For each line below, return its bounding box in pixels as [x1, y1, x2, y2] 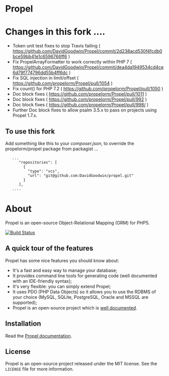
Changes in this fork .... [5, 26, 106, 38]
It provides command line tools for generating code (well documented [12, 273, 157, 279]
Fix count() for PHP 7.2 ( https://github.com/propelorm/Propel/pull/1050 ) [12, 86, 163, 92]
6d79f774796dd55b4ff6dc [12, 70, 68, 76]
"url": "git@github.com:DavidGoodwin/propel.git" [27, 173, 134, 178]
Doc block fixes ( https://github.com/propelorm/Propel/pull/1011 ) [12, 91, 147, 97]
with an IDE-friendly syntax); [12, 278, 72, 284]
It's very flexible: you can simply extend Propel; [12, 283, 111, 289]
